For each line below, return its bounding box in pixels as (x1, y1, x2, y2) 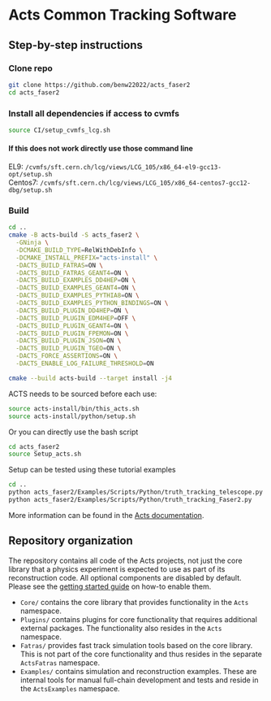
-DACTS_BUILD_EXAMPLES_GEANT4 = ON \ (15, 284, 136, 292)
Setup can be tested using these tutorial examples (8, 465, 176, 475)
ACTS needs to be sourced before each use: (8, 389, 157, 398)
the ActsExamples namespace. (19, 683, 120, 693)
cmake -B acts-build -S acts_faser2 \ (8, 231, 140, 239)
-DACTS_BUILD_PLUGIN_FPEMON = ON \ (15, 329, 129, 337)
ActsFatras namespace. (19, 657, 101, 668)
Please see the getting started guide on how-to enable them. (8, 581, 212, 591)
